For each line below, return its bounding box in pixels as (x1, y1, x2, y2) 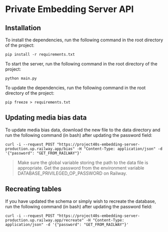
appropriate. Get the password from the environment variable (17, 165, 144, 171)
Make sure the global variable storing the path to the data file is (17, 160, 148, 166)
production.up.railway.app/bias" (5, 146, 75, 151)
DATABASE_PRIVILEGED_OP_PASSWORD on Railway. (17, 170, 127, 176)
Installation (5, 24, 41, 32)
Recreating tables (5, 185, 62, 193)
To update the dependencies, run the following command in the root (5, 85, 146, 91)
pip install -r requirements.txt (5, 52, 75, 57)
